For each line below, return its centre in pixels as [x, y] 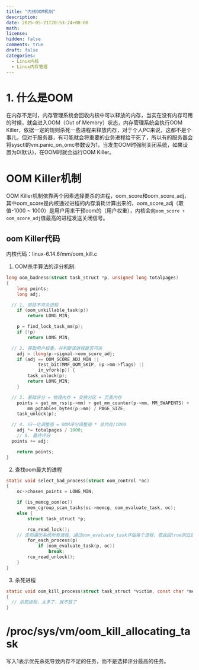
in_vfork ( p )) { [57, 371]
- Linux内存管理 [30, 67]
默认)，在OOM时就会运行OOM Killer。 [68, 152]
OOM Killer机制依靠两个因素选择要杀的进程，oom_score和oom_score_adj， [98, 196]
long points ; [33, 289]
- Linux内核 [25, 61]
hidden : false [24, 39]
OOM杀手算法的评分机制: [45, 266]
